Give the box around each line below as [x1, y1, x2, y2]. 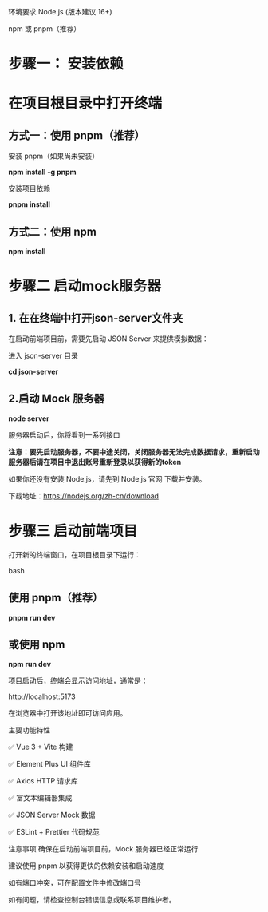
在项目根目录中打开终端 [8, 94, 163, 113]
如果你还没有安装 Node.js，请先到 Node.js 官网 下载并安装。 [8, 474, 207, 483]
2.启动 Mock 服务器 [8, 392, 105, 406]
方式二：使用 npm [8, 224, 97, 238]
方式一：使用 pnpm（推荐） [8, 129, 145, 142]
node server [8, 414, 50, 423]
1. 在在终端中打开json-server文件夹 [8, 311, 183, 325]
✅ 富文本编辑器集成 [8, 793, 73, 803]
